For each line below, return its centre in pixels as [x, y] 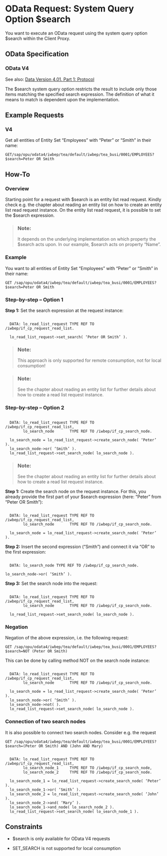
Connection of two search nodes [45, 722]
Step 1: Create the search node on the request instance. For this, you [76, 492]
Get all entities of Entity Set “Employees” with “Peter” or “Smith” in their [78, 140]
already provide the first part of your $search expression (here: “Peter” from [83, 497]
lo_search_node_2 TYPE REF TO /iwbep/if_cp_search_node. [88, 772]
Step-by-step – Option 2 [35, 408]
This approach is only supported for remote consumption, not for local [89, 360]
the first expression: [26, 552]
